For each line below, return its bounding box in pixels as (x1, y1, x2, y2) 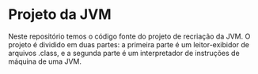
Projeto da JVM (8, 6, 112, 24)
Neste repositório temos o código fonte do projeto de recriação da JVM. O (8, 31, 251, 41)
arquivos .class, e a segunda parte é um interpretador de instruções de (8, 48, 240, 57)
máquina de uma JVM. (8, 57, 82, 66)
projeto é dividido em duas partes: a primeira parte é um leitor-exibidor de (8, 39, 249, 49)
